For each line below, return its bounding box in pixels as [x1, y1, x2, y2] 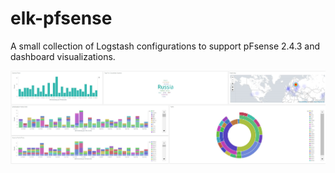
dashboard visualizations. [10, 50, 116, 62]
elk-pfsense [10, 7, 113, 30]
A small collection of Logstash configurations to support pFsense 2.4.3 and [10, 40, 321, 52]
